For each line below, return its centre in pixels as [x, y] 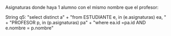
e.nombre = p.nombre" [30, 28]
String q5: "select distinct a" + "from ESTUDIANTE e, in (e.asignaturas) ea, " [86, 17]
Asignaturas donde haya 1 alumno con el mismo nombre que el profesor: [82, 7]
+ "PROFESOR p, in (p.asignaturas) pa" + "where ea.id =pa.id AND [76, 23]
